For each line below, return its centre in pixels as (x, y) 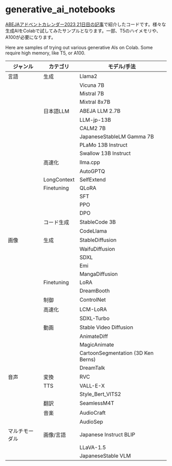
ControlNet (92, 300)
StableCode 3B (98, 222)
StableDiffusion (98, 240)
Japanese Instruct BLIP (107, 434)
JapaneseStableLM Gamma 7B (116, 136)
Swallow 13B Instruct (105, 153)
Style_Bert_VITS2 (100, 394)
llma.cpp (90, 162)
